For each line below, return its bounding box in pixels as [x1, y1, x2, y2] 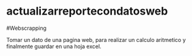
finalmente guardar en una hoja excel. [6, 43, 102, 50]
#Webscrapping [6, 24, 47, 32]
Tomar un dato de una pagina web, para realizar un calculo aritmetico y [6, 36, 186, 43]
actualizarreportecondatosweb [6, 4, 168, 18]
